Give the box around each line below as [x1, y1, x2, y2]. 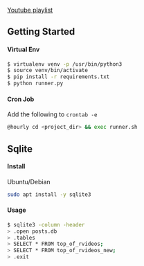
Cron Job [7, 95, 35, 103]
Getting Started [7, 26, 75, 37]
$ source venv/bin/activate [7, 67, 89, 74]
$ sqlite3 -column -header [7, 221, 85, 228]
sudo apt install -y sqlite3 [7, 190, 91, 198]
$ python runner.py [7, 80, 64, 87]
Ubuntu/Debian [7, 177, 51, 186]
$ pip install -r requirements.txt [7, 73, 110, 80]
